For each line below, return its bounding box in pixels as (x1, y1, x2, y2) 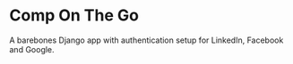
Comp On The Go (9, 5, 139, 26)
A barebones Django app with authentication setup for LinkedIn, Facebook (9, 35, 284, 45)
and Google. (9, 44, 56, 54)
